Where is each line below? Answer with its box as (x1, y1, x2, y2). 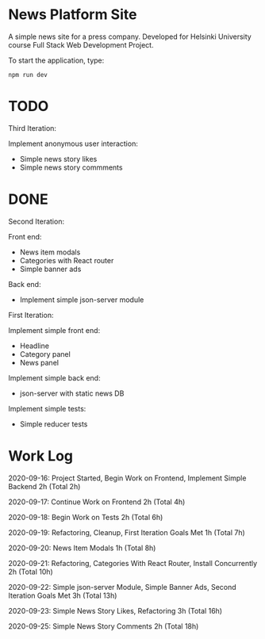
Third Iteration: (8, 123, 57, 132)
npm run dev (8, 71, 48, 78)
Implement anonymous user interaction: (8, 139, 139, 148)
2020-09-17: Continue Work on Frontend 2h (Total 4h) (8, 497, 186, 507)
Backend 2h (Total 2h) (8, 481, 81, 491)
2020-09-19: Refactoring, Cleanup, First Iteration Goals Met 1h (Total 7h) (8, 527, 246, 537)
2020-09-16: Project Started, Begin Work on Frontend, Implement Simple (8, 473, 247, 483)
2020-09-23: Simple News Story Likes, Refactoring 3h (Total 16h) (8, 606, 223, 615)
